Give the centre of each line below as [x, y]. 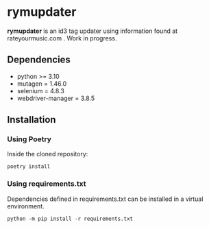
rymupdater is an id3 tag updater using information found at [93, 31]
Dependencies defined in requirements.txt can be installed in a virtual [105, 199]
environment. [26, 206]
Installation [32, 120]
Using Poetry [29, 139]
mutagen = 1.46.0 [42, 84]
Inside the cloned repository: [48, 154]
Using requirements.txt [47, 184]
